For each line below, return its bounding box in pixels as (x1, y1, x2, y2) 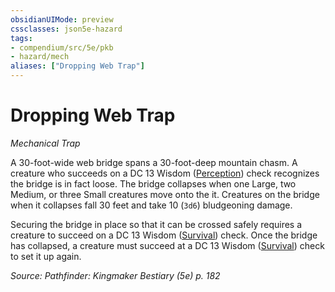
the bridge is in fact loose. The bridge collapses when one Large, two (10, 177, 297, 190)
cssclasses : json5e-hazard (10, 24, 123, 34)
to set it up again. (10, 250, 82, 262)
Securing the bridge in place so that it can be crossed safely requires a (10, 218, 303, 230)
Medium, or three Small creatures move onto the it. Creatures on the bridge (10, 188, 320, 200)
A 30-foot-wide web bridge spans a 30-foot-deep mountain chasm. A (10, 156, 298, 168)
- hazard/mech (10, 52, 70, 62)
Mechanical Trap (10, 137, 81, 149)
